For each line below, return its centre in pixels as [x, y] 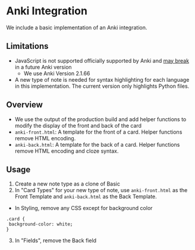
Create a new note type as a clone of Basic [67, 184]
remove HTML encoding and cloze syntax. [67, 151]
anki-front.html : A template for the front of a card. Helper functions [98, 132]
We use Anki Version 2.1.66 [57, 73]
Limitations [27, 46]
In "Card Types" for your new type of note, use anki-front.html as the [101, 190]
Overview [25, 105]
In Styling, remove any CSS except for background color [84, 208]
